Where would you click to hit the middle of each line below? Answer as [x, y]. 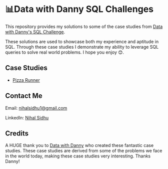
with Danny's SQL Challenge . [35, 32]
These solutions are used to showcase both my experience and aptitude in [82, 41]
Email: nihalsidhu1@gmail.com [36, 108]
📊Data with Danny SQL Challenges [79, 9]
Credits [17, 133]
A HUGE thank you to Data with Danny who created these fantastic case [79, 145]
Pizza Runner [26, 80]
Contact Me [24, 96]
